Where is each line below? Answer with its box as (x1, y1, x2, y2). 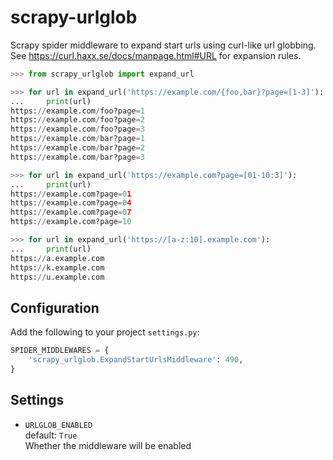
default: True (24, 429, 78, 441)
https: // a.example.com (10, 253, 105, 263)
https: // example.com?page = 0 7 (10, 207, 132, 218)
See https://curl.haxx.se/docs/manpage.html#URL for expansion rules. (10, 49, 302, 61)
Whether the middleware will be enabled (24, 439, 192, 451)
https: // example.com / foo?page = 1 (10, 106, 145, 116)
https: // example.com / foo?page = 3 (10, 124, 145, 135)
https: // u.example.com (10, 272, 105, 282)
